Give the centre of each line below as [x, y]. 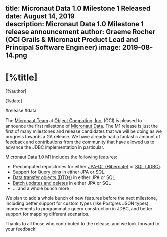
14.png [16, 56]
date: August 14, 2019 [40, 16]
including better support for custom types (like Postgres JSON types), [78, 203]
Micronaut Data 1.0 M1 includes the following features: [61, 157]
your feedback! [21, 229]
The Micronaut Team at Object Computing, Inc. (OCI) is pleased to [74, 121]
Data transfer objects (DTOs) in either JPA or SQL [64, 177]
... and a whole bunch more [41, 188]
